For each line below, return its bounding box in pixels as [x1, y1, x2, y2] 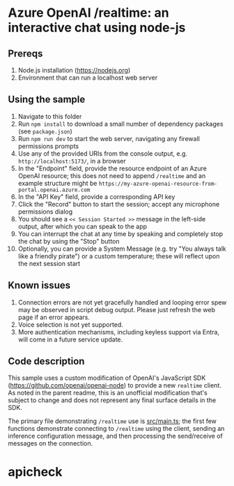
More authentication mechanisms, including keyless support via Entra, [17, 327, 220, 336]
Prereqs [8, 47, 43, 59]
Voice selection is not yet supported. [17, 320, 124, 329]
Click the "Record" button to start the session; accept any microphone [17, 200, 220, 208]
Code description [8, 355, 85, 367]
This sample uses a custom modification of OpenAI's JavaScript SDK [8, 374, 206, 382]
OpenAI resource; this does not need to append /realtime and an [17, 171, 206, 179]
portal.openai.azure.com [17, 186, 91, 193]
